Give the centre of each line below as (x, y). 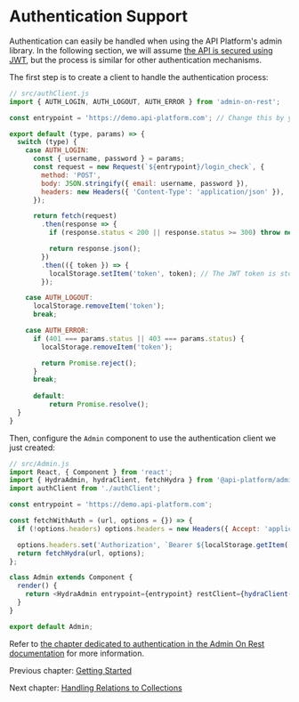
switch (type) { (47, 142)
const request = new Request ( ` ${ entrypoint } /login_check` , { (149, 167)
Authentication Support (99, 16)
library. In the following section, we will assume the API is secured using (141, 50)
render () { (37, 586)
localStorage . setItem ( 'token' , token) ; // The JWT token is (162, 273)
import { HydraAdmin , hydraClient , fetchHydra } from (111, 480)
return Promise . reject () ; (89, 363)
